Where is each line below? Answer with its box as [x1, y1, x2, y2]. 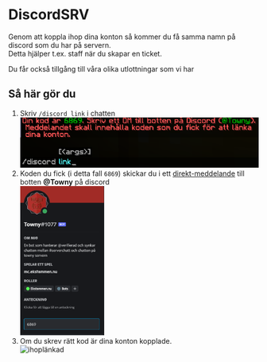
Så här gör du [8, 88, 76, 101]
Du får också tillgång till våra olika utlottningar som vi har [8, 64, 195, 73]
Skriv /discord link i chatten [19, 108, 116, 118]
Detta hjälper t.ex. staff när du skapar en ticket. [8, 49, 163, 58]
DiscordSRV [8, 6, 90, 24]
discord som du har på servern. [8, 40, 111, 49]
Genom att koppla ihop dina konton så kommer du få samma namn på [8, 32, 236, 41]
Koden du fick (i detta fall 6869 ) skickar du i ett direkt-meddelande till [19, 169, 245, 178]
